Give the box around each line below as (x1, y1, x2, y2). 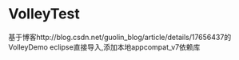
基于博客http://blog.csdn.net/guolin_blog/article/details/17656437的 (8, 32, 232, 42)
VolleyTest (8, 5, 80, 23)
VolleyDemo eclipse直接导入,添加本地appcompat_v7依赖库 (8, 42, 201, 52)
